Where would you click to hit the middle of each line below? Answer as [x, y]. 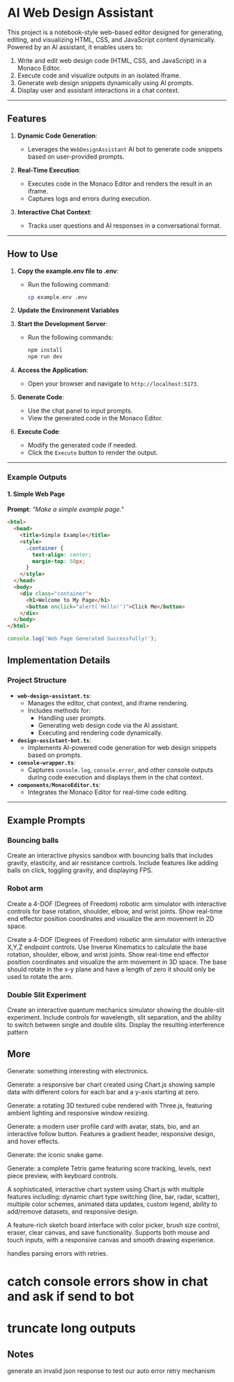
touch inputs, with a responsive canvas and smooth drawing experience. [111, 1240]
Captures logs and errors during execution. [89, 198]
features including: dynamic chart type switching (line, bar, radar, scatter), [114, 1196]
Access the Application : [53, 370]
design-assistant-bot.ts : [54, 740]
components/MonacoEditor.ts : [59, 784]
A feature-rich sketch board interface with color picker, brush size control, [114, 1225]
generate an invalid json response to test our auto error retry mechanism [111, 1371]
